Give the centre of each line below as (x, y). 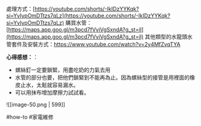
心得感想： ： (22, 57)
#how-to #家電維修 (30, 117)
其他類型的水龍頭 (166, 37)
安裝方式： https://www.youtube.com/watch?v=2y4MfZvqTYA (104, 44)
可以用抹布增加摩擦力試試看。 (52, 93)
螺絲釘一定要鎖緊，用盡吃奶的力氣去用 (62, 70)
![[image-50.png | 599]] (36, 105)
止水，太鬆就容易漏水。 (49, 85)
